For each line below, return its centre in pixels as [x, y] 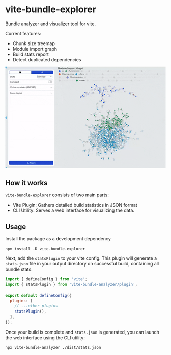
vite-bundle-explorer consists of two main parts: [57, 195]
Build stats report [31, 54]
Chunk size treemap [34, 43]
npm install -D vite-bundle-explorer [45, 249]
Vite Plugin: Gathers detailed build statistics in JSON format [75, 205]
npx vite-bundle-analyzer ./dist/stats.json [53, 347]
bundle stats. [19, 269]
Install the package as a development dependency [58, 239]
